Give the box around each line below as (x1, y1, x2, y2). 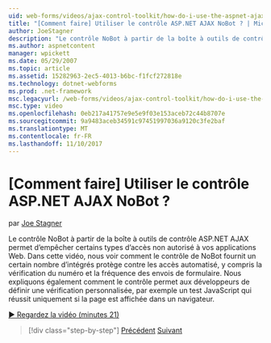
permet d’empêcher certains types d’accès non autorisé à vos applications (8, 243, 256, 252)
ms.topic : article (8, 65, 70, 73)
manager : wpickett (8, 49, 70, 57)
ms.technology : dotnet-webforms (8, 79, 117, 87)
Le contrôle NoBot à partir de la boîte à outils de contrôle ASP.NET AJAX (8, 234, 249, 243)
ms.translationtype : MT (8, 125, 89, 133)
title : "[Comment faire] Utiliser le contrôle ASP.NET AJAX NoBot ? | (8, 19, 251, 28)
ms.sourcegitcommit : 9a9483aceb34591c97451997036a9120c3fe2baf (8, 117, 226, 125)
